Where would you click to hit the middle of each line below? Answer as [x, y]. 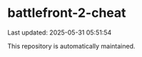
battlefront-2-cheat [67, 13]
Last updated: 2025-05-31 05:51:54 [60, 32]
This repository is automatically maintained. [71, 46]
